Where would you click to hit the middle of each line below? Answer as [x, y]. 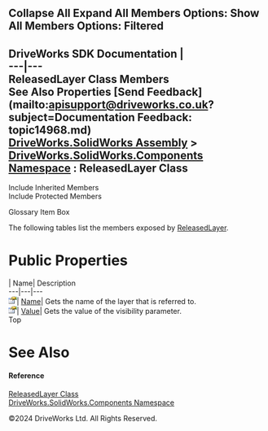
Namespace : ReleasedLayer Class [99, 168]
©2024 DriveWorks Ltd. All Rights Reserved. [83, 418]
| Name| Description [42, 283]
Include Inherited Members [54, 188]
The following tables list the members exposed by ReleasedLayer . [119, 228]
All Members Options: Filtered [86, 26]
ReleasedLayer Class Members [89, 79]
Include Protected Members [55, 196]
